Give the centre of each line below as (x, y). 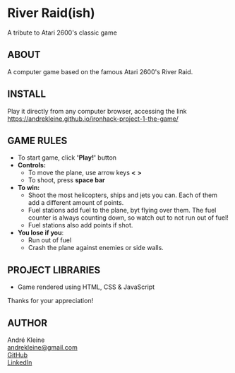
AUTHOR (28, 323)
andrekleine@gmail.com (42, 347)
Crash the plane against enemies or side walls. (96, 248)
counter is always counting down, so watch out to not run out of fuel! (128, 218)
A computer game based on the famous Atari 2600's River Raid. (100, 71)
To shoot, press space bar (66, 180)
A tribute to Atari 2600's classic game (62, 32)
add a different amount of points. (76, 203)
